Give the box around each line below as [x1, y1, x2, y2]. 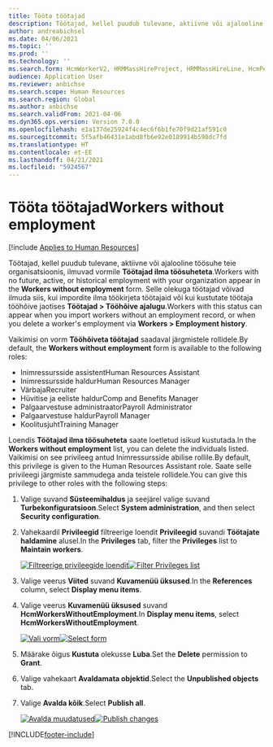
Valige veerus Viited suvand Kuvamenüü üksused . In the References [19, 576, 253, 586]
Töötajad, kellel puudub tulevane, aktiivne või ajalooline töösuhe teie [8, 258, 237, 269]
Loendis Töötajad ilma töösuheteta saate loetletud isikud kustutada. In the [8, 435, 257, 445]
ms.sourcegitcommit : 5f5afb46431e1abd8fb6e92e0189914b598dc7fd [8, 133, 227, 141]
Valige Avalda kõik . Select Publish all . [19, 698, 146, 708]
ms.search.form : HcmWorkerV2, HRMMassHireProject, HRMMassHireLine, [8, 65, 245, 73]
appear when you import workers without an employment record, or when [8, 310, 256, 320]
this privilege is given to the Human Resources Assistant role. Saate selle [8, 461, 252, 471]
